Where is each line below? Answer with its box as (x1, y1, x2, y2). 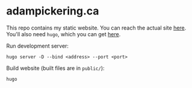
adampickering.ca (6, 4, 99, 18)
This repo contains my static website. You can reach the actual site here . (6, 24, 187, 31)
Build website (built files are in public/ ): (6, 64, 105, 72)
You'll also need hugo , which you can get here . (6, 30, 121, 37)
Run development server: (6, 42, 69, 49)
